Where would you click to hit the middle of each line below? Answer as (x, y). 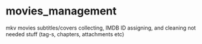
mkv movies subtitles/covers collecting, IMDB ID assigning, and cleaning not (101, 28)
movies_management (61, 11)
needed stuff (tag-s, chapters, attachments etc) (65, 34)
